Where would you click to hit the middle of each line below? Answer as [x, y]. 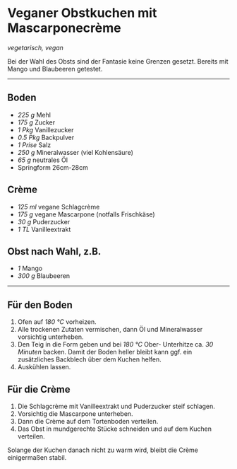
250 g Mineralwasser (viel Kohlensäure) [75, 152]
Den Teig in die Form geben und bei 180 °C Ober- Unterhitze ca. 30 [115, 344]
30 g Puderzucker [44, 221]
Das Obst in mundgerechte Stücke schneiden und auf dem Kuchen [114, 429]
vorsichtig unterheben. [50, 337]
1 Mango [30, 268]
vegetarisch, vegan [35, 47]
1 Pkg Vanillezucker [45, 129]
